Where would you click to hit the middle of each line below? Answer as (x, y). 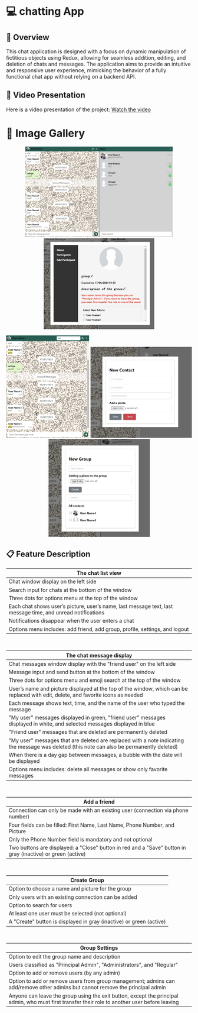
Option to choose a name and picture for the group (70, 889)
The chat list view (99, 573)
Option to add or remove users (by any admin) (65, 973)
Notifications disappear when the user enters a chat (71, 621)
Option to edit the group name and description (65, 956)
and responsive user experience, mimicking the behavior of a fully (86, 70)
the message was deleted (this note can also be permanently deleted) (93, 746)
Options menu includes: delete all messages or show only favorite (88, 769)
